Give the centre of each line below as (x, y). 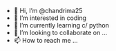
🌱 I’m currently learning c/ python (61, 25)
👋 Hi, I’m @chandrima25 (48, 11)
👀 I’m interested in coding (50, 18)
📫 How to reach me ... (46, 40)
